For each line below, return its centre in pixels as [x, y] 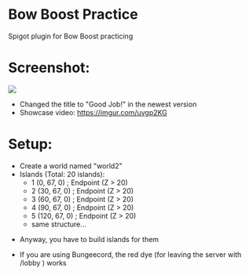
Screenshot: [49, 68]
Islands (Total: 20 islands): [62, 174]
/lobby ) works [43, 262]
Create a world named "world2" [71, 165]
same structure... [59, 224]
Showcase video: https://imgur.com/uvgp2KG [93, 112]
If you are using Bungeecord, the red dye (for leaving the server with [130, 254]
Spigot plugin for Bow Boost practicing [71, 36]
